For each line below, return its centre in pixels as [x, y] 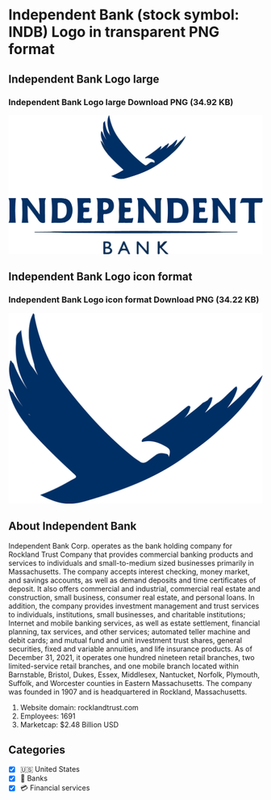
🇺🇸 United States [50, 769]
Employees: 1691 [48, 716]
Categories [37, 749]
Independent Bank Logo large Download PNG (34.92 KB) [121, 102]
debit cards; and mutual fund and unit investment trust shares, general [125, 640]
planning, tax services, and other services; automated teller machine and [129, 631]
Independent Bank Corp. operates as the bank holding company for [121, 545]
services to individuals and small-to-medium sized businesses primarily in [131, 562]
